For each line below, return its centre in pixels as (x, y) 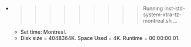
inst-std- (175, 8)
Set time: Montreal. (43, 32)
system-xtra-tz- (162, 15)
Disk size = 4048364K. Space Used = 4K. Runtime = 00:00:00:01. (100, 38)
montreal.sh (157, 21)
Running (153, 8)
